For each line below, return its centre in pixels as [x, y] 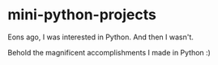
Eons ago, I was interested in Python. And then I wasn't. [100, 37]
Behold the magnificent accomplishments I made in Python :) [109, 52]
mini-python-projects [82, 15]
